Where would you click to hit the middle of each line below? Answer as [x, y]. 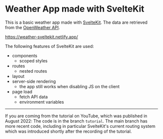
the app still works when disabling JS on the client [69, 86]
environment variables [41, 102]
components [24, 55]
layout [18, 76]
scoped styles [33, 61]
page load [22, 92]
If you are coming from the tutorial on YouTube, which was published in [76, 116]
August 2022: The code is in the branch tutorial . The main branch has [76, 121]
